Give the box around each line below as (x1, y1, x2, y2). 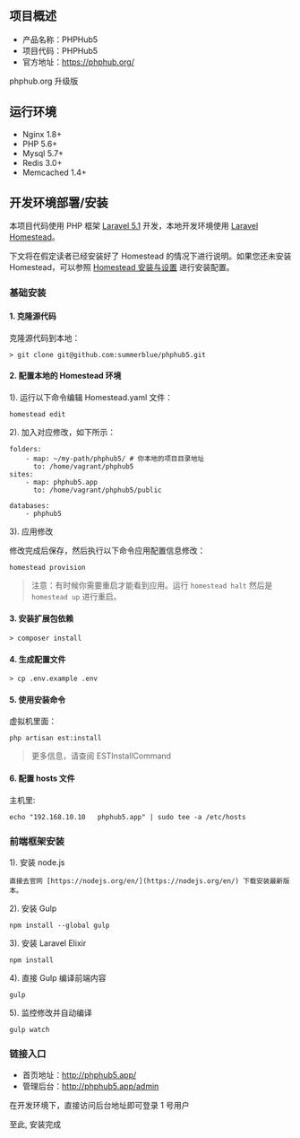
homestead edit (9, 409, 66, 419)
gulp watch (9, 1025, 50, 1034)
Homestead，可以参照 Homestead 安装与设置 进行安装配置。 (9, 262, 235, 273)
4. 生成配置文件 (9, 653, 66, 664)
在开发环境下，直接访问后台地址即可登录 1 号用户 (9, 1100, 190, 1111)
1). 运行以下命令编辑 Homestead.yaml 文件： (9, 391, 173, 402)
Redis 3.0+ (21, 157, 63, 168)
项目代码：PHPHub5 (21, 45, 99, 56)
